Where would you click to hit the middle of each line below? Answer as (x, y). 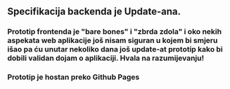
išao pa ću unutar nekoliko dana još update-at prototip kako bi (115, 49)
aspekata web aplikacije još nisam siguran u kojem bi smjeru (113, 40)
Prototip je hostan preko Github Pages (74, 77)
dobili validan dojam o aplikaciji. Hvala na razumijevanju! (106, 58)
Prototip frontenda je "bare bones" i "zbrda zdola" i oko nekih (115, 32)
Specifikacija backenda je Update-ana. (94, 12)
